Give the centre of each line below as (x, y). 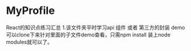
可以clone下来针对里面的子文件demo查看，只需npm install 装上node (88, 34)
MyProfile (30, 11)
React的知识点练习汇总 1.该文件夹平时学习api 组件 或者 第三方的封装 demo (96, 27)
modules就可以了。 (29, 42)
